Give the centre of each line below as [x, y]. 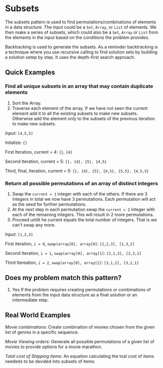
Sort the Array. [27, 103]
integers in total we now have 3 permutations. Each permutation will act [84, 199]
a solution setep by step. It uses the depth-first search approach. [70, 57]
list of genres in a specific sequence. [42, 332]
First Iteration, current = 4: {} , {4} [39, 152]
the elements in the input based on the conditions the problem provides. [77, 37]
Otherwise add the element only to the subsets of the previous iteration [83, 118]
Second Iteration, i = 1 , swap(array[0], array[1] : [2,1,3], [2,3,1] [73, 253]
